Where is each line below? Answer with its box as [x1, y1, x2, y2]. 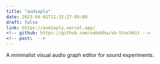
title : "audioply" [6, 8, 51, 15]
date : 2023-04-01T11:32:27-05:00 [6, 14, 88, 20]
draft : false [6, 19, 38, 25]
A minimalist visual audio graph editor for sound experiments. [6, 52, 154, 58]
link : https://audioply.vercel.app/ [6, 24, 96, 31]
